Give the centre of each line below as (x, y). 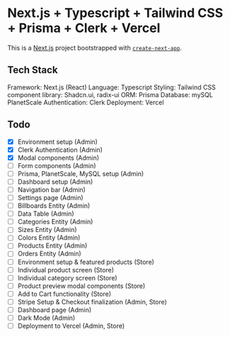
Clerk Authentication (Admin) (60, 150)
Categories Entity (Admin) (55, 222)
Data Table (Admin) (46, 214)
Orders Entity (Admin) (49, 254)
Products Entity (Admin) (52, 245)
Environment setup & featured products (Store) (86, 262)
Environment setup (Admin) (57, 142)
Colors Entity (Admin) (49, 238)
